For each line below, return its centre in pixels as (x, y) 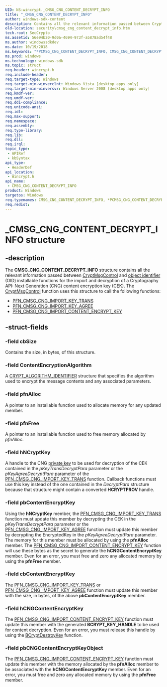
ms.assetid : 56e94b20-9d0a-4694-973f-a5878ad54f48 (59, 38)
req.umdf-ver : (20, 98)
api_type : (15, 163)
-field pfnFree (22, 423)
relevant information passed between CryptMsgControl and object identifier (83, 275)
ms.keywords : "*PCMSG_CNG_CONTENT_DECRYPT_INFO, (56, 51)
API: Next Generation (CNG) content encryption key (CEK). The (70, 286)
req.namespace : (21, 121)
